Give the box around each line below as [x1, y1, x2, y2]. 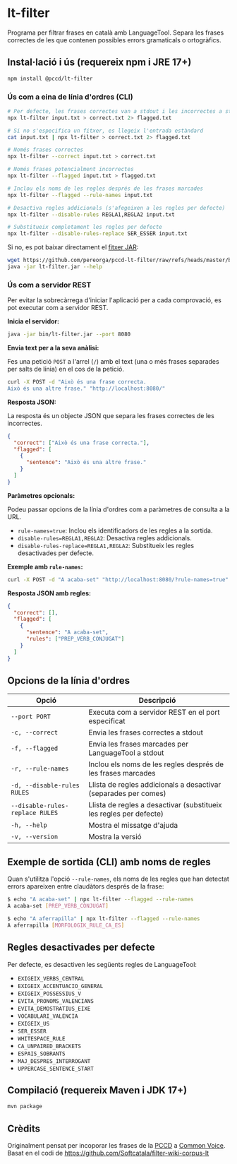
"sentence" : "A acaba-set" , [25, 629, 109, 636]
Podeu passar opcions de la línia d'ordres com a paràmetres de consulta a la [7, 505, 230, 513]
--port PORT [11, 713, 51, 721]
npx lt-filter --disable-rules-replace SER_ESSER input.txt [7, 230, 188, 237]
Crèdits [7, 1122, 41, 1134]
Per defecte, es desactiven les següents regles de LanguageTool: [7, 960, 197, 968]
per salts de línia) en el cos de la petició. [7, 365, 125, 374]
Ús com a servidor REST [7, 280, 92, 290]
